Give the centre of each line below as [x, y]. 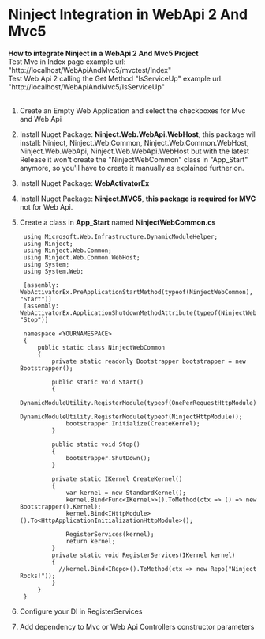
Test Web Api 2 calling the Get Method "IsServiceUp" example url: [116, 78]
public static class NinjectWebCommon [101, 347]
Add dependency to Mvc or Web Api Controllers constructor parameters [137, 626]
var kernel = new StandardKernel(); [126, 493]
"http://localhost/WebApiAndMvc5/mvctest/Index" [90, 70]
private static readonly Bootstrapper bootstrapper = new [149, 361]
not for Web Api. [46, 206]
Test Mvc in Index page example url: [67, 62]
